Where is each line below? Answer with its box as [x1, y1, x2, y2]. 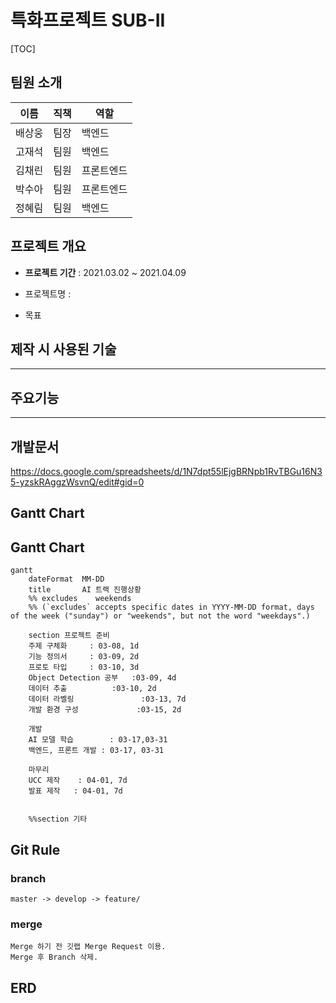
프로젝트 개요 [10, 238, 87, 255]
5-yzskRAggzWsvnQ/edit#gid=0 [10, 476, 145, 488]
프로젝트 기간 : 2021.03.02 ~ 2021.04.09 [24, 266, 187, 278]
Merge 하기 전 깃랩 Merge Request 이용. [10, 942, 167, 952]
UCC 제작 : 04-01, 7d [28, 776, 128, 786]
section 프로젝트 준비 [28, 631, 110, 641]
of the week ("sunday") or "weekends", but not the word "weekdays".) [10, 611, 311, 621]
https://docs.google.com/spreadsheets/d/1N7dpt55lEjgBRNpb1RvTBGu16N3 [10, 466, 323, 477]
